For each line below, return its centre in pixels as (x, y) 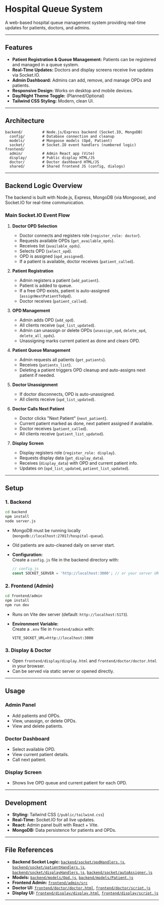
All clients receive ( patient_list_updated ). (62, 433)
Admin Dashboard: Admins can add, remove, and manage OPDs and (82, 80)
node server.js (20, 521)
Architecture (25, 121)
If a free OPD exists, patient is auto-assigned (64, 290)
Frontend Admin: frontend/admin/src (50, 883)
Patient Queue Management (41, 350)
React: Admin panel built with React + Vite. (55, 825)
